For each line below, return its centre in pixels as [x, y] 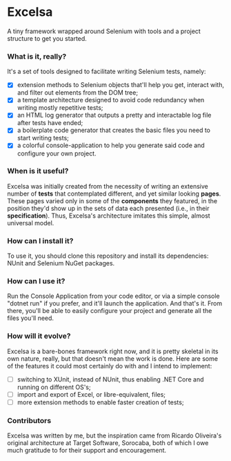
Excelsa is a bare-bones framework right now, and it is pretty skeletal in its [113, 351]
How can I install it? [40, 241]
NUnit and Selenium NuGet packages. [61, 263]
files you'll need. [30, 318]
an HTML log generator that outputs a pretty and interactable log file [114, 115]
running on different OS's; [54, 387]
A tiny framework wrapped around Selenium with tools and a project [104, 31]
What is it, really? [37, 56]
